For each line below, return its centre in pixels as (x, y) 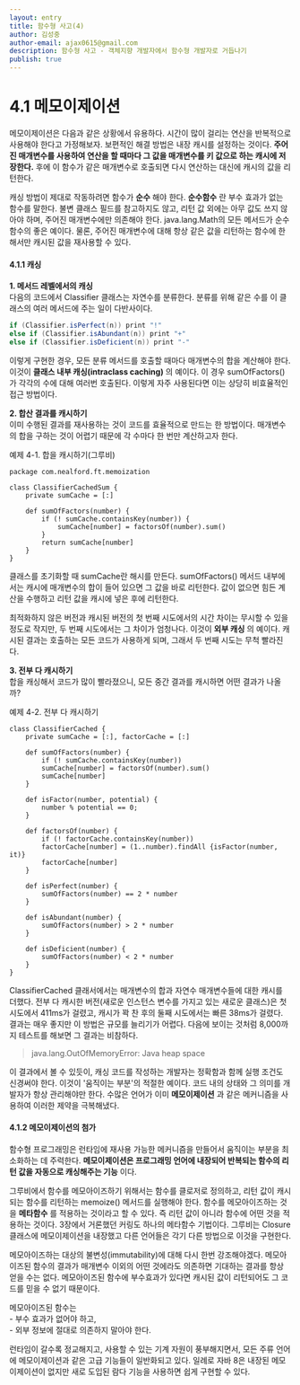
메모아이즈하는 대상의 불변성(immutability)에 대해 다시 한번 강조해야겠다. (136, 1255)
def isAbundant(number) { (74, 917)
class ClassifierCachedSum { (64, 487)
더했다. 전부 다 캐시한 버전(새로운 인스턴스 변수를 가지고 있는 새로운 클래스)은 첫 (148, 1001)
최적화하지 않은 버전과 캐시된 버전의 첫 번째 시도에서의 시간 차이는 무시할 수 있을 (149, 617)
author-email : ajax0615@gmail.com (74, 43)
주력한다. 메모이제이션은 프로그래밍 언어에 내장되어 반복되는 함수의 (165, 1160)
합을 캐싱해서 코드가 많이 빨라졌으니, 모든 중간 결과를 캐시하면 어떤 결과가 (137, 681)
